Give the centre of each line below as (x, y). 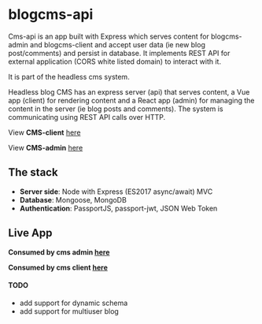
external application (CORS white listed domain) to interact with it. (115, 61)
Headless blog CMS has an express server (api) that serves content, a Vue (129, 91)
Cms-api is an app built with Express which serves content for (109, 36)
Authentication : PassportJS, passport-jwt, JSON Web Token (118, 208)
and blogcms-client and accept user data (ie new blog (118, 44)
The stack (33, 172)
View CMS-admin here (46, 147)
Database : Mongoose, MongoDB (73, 199)
